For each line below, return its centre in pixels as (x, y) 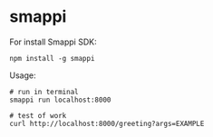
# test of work (38, 115)
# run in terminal (44, 92)
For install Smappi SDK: (53, 42)
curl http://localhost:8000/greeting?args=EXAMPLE (107, 123)
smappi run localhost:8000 (60, 100)
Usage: (23, 75)
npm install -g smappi (52, 58)
